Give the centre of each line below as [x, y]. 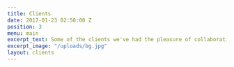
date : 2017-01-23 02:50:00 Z [49, 20]
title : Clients [29, 14]
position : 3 [24, 27]
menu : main [23, 33]
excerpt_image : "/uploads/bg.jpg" [57, 46]
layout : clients [31, 53]
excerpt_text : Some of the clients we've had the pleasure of [99, 40]
